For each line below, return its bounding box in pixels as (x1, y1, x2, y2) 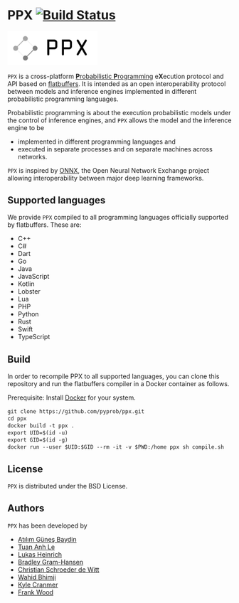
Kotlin (17, 279, 35, 288)
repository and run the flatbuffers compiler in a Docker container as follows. (7, 380, 230, 388)
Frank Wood (17, 587, 54, 597)
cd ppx (7, 415, 27, 422)
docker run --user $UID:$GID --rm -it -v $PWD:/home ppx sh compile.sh (7, 444, 224, 451)
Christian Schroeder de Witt (17, 565, 100, 574)
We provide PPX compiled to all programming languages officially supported (7, 213, 229, 222)
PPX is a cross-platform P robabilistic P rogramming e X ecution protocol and (7, 72, 224, 80)
